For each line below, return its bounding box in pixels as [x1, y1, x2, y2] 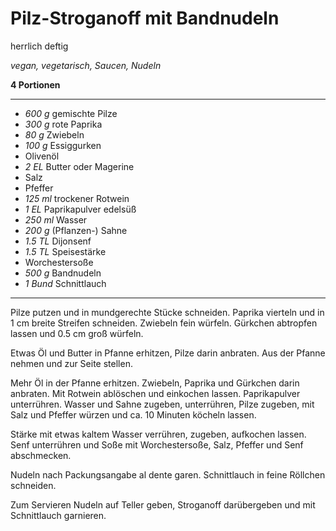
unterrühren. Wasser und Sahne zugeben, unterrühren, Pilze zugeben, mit [10, 398, 315, 410]
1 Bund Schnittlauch [24, 277, 107, 289]
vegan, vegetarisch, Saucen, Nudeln [10, 59, 162, 71]
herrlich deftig [10, 40, 69, 52]
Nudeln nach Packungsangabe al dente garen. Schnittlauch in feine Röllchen [10, 468, 326, 481]
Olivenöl [24, 150, 60, 162]
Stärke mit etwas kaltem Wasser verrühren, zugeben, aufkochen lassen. [10, 428, 307, 440]
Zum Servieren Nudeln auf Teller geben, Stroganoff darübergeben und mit [10, 498, 316, 511]
